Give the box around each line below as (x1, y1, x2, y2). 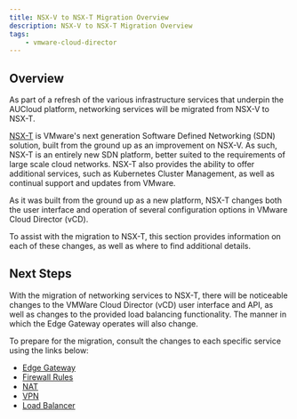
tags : (9, 29, 29, 38)
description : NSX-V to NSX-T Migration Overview (9, 21, 193, 30)
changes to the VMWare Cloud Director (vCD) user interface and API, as (9, 299, 274, 310)
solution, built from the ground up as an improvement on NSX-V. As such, (9, 140, 277, 151)
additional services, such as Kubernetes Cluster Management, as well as (9, 168, 276, 179)
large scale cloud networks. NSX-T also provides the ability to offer (9, 159, 255, 170)
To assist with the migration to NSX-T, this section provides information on (9, 231, 282, 242)
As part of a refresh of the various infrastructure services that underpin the (9, 94, 285, 105)
